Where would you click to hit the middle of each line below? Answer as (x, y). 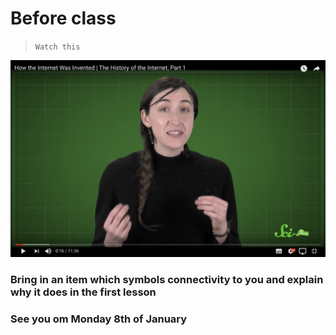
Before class (63, 18)
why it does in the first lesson (83, 292)
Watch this (57, 47)
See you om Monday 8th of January (99, 319)
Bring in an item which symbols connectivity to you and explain (167, 279)
